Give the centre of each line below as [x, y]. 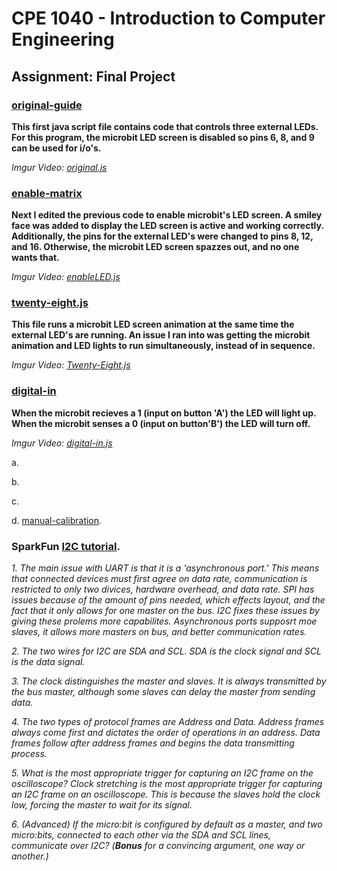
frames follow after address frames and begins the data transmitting [153, 743]
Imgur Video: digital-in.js [62, 443]
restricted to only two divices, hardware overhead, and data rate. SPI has [163, 589]
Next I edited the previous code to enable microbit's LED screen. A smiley [167, 215]
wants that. [35, 258]
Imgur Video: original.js [59, 167]
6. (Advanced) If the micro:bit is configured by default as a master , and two [167, 824]
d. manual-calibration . [57, 520]
